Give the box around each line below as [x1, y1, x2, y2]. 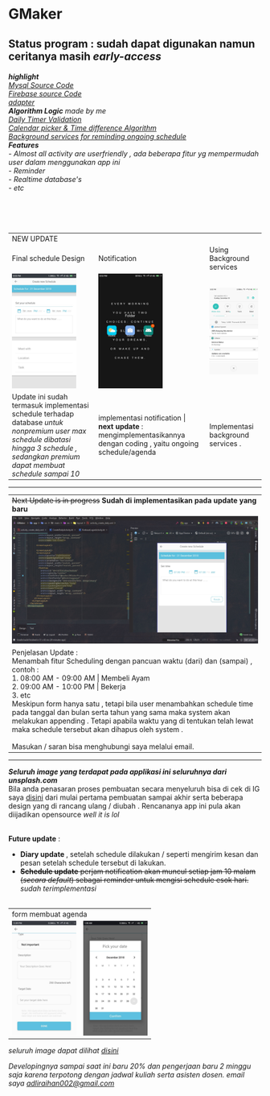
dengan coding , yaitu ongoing [98, 439, 199, 449]
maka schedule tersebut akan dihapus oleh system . [11, 724, 183, 734]
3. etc [11, 690, 31, 700]
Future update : [8, 834, 61, 844]
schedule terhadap [11, 408, 75, 419]
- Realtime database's [8, 175, 82, 184]
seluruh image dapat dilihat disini [8, 1046, 119, 1056]
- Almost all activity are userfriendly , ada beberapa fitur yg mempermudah [8, 149, 260, 159]
